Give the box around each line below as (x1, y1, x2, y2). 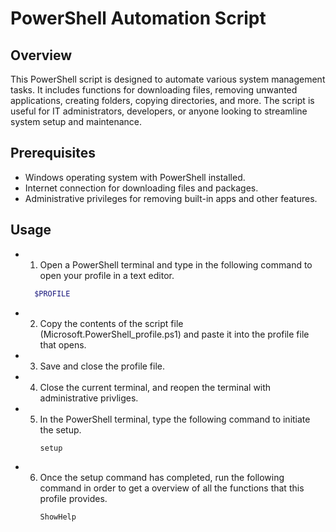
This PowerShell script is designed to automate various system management (10, 73, 326, 85)
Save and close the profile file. (39, 360, 166, 372)
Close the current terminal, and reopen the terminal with (39, 381, 272, 393)
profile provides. (39, 493, 108, 505)
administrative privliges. (39, 392, 139, 404)
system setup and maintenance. (10, 116, 143, 127)
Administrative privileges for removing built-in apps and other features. (24, 192, 318, 204)
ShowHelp (39, 512, 77, 522)
